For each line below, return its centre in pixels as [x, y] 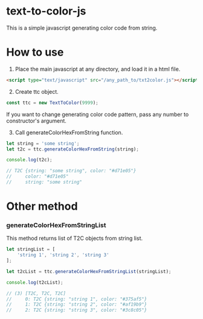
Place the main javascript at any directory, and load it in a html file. [98, 69]
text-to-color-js [46, 11]
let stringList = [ [31, 250]
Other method [42, 206]
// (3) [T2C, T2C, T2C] [36, 293]
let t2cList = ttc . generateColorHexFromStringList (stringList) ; [89, 271]
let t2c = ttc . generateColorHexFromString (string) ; [72, 149]
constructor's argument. [36, 121]
